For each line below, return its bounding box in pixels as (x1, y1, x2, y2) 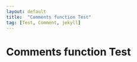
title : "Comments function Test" (6, 14, 92, 20)
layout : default (6, 8, 46, 15)
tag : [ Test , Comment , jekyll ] (6, 19, 81, 25)
